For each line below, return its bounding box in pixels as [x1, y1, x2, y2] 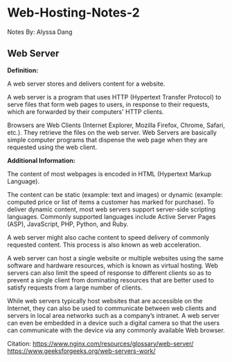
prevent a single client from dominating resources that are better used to [7, 276, 215, 284]
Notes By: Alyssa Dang [7, 28, 73, 36]
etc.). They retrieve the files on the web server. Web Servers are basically [7, 128, 217, 136]
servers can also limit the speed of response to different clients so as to [7, 268, 212, 277]
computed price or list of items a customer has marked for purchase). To [7, 198, 215, 206]
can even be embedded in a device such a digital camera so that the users [7, 318, 220, 327]
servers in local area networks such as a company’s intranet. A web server [7, 311, 220, 319]
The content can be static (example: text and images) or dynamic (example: [7, 190, 223, 198]
